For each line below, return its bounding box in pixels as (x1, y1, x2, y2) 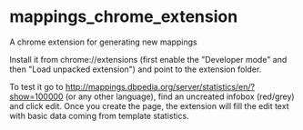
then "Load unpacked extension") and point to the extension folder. (9, 64, 262, 75)
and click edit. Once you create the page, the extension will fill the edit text (9, 100, 289, 111)
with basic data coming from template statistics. (9, 110, 189, 121)
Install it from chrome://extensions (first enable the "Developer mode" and (9, 54, 288, 65)
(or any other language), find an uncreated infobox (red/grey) (65, 91, 295, 102)
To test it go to (9, 81, 64, 92)
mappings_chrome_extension (9, 6, 238, 27)
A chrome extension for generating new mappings (9, 36, 197, 47)
